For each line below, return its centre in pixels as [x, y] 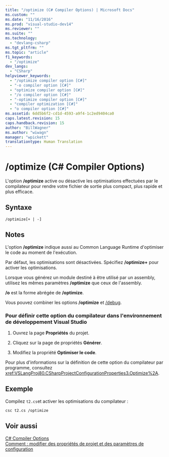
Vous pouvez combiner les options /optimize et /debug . [64, 302]
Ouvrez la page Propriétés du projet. [51, 333]
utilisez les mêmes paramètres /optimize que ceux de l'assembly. [74, 283]
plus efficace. [19, 192]
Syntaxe [18, 207]
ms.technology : [21, 39]
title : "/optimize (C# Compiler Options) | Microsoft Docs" [70, 10]
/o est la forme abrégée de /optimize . [45, 292]
